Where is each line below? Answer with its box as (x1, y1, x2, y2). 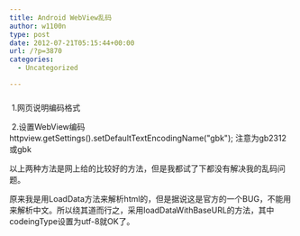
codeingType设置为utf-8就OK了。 (9, 215, 135, 226)
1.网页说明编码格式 (11, 102, 81, 113)
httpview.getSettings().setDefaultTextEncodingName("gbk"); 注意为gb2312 (9, 132, 286, 143)
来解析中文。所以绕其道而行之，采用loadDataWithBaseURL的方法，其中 (9, 204, 275, 215)
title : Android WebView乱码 (9, 13, 113, 23)
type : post (9, 30, 50, 39)
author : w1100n (9, 22, 67, 31)
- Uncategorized (17, 64, 78, 73)
